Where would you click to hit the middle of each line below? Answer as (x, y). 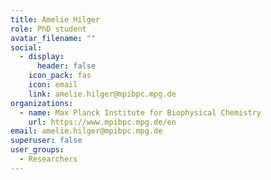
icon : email (53, 85)
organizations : (42, 103)
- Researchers (48, 159)
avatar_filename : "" (53, 38)
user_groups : (37, 150)
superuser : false (46, 141)
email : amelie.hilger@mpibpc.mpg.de (86, 131)
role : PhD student (48, 29)
